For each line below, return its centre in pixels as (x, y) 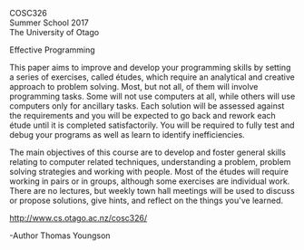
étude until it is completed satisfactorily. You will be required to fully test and (152, 125)
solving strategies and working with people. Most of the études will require (149, 172)
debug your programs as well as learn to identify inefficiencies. (127, 135)
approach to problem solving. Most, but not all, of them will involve (134, 87)
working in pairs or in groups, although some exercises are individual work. (150, 181)
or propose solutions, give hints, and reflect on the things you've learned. (147, 200)
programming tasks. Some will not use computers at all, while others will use (152, 96)
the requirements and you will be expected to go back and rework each (143, 115)
